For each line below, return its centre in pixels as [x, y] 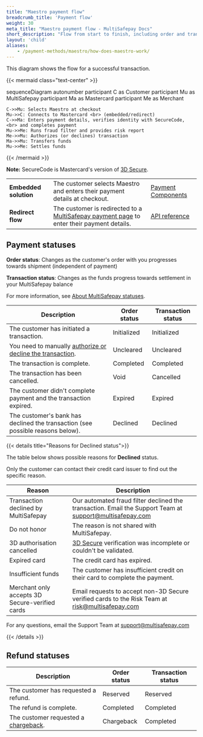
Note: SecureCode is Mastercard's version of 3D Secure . [77, 169]
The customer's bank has [45, 415]
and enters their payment [89, 191]
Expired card [27, 560]
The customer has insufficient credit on [128, 570]
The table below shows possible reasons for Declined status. [82, 457]
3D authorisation [33, 543]
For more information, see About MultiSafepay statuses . [76, 296]
